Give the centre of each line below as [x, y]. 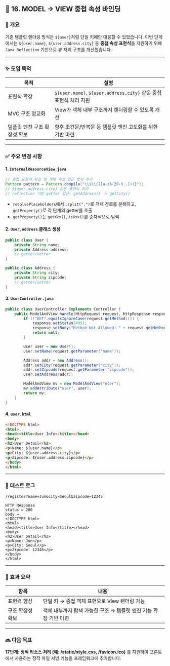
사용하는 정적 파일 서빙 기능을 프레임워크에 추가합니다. [68, 658]
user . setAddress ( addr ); [48, 375]
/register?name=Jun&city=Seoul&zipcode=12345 [54, 496]
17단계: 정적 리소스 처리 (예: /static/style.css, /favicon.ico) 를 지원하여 [77, 652]
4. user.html [18, 414]
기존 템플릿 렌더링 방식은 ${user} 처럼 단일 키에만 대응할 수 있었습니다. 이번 [79, 36]
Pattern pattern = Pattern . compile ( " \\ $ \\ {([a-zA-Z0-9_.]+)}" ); [74, 184]
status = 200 [19, 510]
